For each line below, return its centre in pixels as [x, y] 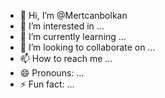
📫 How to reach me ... [66, 58]
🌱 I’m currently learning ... [73, 36]
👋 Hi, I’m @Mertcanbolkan [73, 15]
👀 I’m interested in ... [62, 26]
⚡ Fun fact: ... [47, 84]
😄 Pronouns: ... [52, 73]
